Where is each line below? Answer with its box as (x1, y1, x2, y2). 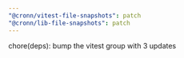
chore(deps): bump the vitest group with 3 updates (8, 41, 177, 50)
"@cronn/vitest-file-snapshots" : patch (8, 11, 142, 20)
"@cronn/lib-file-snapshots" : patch (8, 19, 130, 27)
